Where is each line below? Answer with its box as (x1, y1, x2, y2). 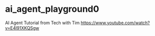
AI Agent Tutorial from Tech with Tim (5, 20, 80, 26)
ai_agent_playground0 (5, 3, 100, 15)
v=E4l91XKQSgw (5, 25, 39, 31)
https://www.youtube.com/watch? (80, 20, 150, 26)
